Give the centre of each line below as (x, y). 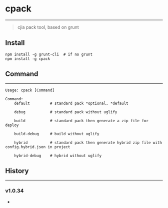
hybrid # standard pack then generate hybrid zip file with (88, 143)
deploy (12, 125)
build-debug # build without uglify (57, 134)
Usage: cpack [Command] (30, 90)
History (17, 171)
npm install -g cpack (28, 59)
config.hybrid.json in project (38, 147)
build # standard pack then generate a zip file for (81, 121)
